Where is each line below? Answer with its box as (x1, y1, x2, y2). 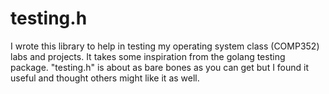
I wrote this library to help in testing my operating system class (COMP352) (10, 40, 320, 52)
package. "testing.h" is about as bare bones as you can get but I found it (10, 61, 310, 73)
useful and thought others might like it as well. (10, 72, 200, 84)
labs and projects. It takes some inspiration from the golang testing (10, 50, 286, 62)
